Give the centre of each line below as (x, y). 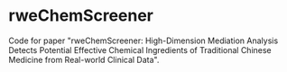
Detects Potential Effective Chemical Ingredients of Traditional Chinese (140, 49)
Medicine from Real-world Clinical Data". (84, 59)
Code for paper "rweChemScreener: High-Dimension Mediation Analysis (143, 40)
